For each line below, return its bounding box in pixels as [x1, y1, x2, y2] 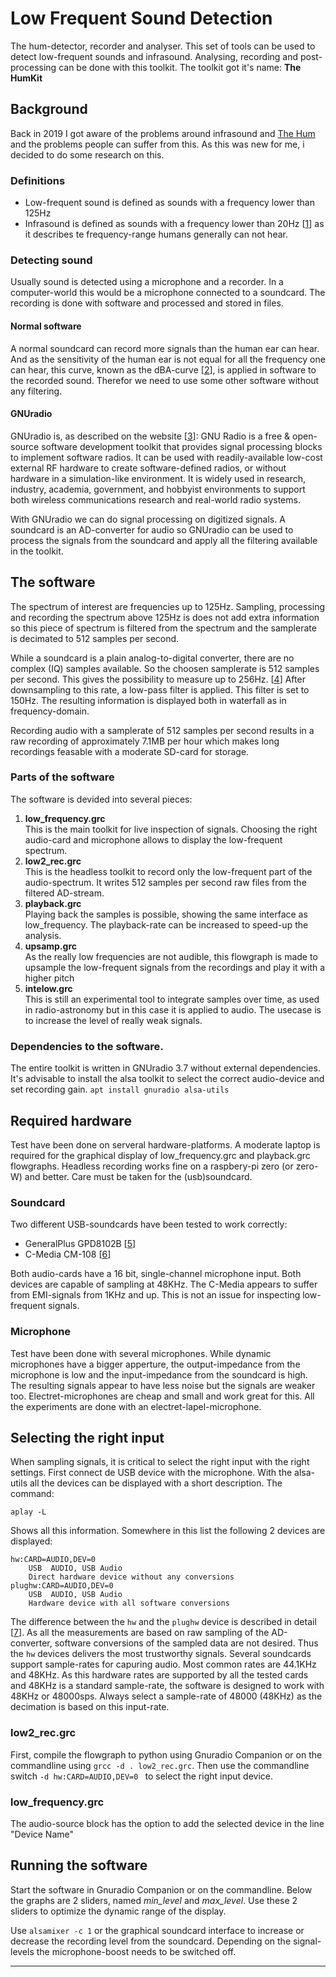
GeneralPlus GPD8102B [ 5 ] [24, 1238, 137, 1250]
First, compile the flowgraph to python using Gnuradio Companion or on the [10, 1748, 323, 1761]
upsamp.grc [24, 940, 78, 952]
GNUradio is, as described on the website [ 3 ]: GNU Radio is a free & [10, 430, 291, 442]
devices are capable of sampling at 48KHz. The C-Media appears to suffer [10, 1278, 318, 1291]
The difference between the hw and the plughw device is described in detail [10, 1616, 317, 1628]
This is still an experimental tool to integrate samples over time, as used [24, 993, 320, 1005]
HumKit [10, 72, 43, 84]
